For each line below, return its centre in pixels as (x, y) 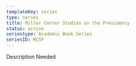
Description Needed (31, 57)
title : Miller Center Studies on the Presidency (68, 23)
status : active (25, 28)
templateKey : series (32, 12)
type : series (22, 17)
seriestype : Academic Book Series (49, 34)
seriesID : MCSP (25, 40)
